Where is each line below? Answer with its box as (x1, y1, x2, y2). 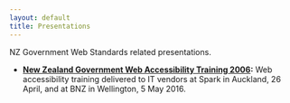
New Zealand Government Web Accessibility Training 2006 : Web (22, 64, 273, 75)
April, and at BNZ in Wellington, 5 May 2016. (22, 83, 187, 94)
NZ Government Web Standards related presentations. (9, 46, 212, 57)
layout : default (9, 13, 70, 23)
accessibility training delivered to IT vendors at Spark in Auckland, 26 (22, 73, 282, 84)
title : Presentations (9, 22, 91, 31)
